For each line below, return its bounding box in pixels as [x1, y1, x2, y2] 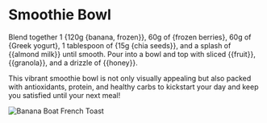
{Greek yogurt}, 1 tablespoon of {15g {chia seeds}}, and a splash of [8, 40, 232, 50]
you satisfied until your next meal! [8, 90, 121, 100]
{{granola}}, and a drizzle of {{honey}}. [8, 58, 139, 68]
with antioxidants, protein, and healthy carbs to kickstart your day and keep [8, 82, 259, 92]
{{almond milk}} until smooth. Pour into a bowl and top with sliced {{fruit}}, [8, 49, 256, 59]
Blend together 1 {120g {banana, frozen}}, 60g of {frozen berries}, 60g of [8, 32, 252, 42]
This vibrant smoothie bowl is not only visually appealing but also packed [8, 73, 252, 83]
